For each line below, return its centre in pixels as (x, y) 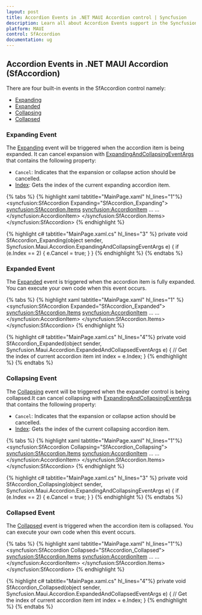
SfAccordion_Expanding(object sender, (55, 240)
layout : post (23, 12)
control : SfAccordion (33, 34)
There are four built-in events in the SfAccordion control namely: (86, 88)
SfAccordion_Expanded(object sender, (54, 343)
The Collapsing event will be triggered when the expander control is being (98, 392)
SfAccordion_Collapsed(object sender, (54, 587)
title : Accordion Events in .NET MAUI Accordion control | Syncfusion (96, 17)
